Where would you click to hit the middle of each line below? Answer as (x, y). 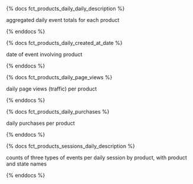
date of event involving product (44, 54)
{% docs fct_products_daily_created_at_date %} (64, 43)
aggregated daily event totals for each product (63, 20)
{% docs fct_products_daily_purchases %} (58, 112)
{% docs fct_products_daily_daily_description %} (65, 9)
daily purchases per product (41, 123)
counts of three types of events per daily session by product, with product (97, 157)
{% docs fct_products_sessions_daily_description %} (70, 146)
